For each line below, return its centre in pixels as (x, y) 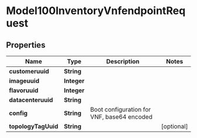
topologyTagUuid (34, 126)
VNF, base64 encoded (121, 117)
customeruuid (29, 71)
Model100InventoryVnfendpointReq (96, 11)
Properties (26, 45)
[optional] (174, 126)
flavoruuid (24, 90)
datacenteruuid (31, 100)
